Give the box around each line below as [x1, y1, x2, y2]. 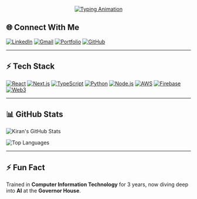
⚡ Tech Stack [6, 62, 55, 72]
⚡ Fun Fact [6, 162, 45, 173]
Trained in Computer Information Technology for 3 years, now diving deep [6, 181, 189, 188]
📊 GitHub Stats [6, 109, 63, 120]
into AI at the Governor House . [6, 187, 81, 194]
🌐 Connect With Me [6, 22, 80, 32]
